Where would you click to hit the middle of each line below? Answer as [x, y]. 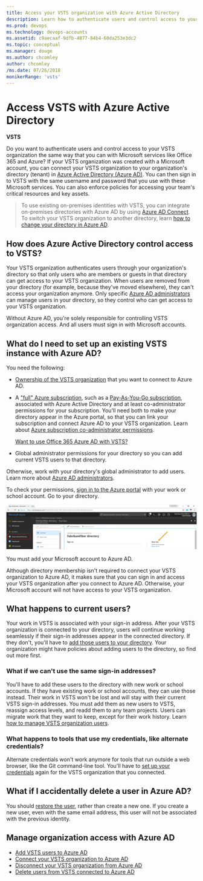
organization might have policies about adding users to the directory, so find [101, 649]
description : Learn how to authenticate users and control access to [96, 19]
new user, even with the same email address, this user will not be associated [101, 812]
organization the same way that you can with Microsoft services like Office [99, 155]
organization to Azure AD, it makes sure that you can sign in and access [96, 577]
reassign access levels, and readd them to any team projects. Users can [96, 710]
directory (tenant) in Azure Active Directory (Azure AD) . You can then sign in [101, 174]
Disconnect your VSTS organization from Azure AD [79, 865]
